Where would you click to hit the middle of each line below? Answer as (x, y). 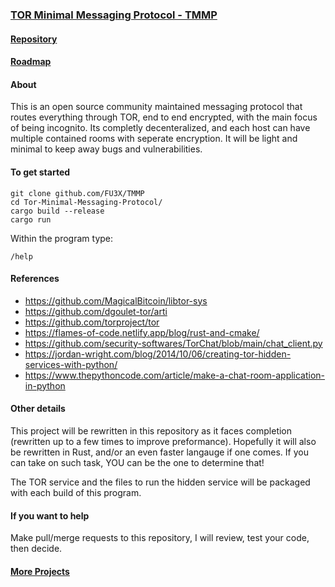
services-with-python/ (71, 364)
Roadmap (31, 62)
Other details (38, 409)
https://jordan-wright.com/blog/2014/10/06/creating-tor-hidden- (158, 354)
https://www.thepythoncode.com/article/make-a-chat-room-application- (175, 375)
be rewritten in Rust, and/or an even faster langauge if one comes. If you (159, 452)
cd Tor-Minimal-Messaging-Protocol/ (86, 202)
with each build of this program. (76, 492)
